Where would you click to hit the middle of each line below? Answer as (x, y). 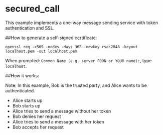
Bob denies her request (37, 116)
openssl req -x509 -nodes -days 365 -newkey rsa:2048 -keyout (71, 47)
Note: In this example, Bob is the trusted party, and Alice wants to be (76, 85)
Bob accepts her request (38, 127)
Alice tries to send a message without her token (62, 111)
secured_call (33, 9)
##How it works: (22, 75)
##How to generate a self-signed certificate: (51, 38)
